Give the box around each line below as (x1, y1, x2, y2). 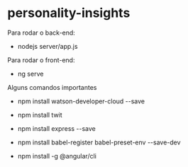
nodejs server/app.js (17, 42, 78, 50)
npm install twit (17, 110, 62, 119)
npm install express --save (17, 124, 96, 132)
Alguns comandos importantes (7, 83, 97, 91)
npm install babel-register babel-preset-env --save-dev (17, 138, 181, 146)
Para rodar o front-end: (7, 55, 75, 64)
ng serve (17, 69, 44, 78)
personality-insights (7, 5, 131, 21)
